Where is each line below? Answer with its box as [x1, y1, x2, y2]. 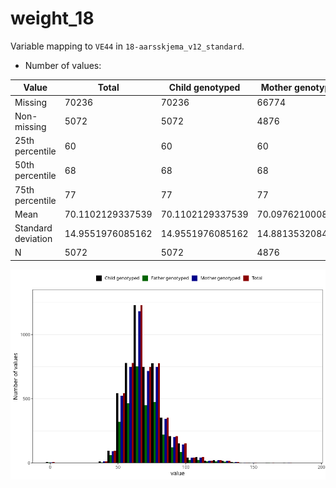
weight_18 [10, 7, 95, 30]
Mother [260, 82, 293, 94]
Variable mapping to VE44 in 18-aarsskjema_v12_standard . [10, 40, 245, 52]
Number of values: [24, 59, 102, 71]
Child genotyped [168, 82, 241, 94]
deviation [14, 233, 53, 245]
